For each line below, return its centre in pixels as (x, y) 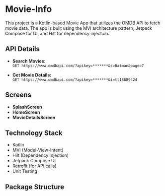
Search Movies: (29, 61)
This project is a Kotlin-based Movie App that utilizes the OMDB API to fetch (83, 23)
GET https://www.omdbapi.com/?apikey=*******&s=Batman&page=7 (78, 65)
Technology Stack (34, 133)
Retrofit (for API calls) (34, 166)
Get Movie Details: (32, 75)
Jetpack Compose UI (34, 161)
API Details (22, 49)
